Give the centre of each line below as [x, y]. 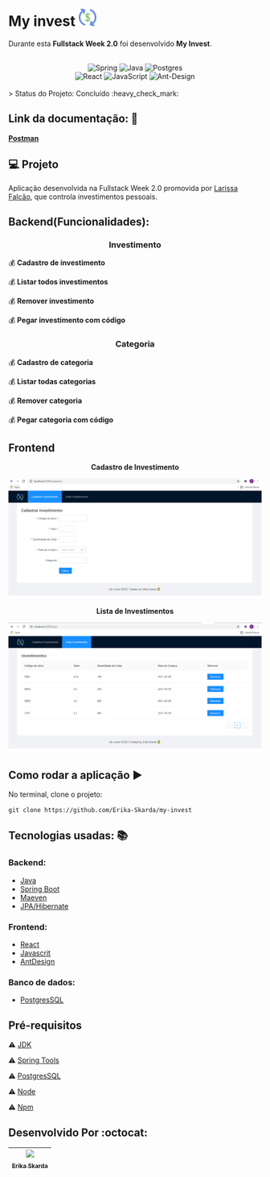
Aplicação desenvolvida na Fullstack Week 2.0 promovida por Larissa [123, 188]
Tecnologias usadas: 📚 [68, 836]
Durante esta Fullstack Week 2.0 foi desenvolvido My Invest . [110, 44]
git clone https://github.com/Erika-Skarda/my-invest [100, 810]
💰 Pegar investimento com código [67, 320]
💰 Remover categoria [45, 400]
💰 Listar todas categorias [52, 381]
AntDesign [37, 961]
